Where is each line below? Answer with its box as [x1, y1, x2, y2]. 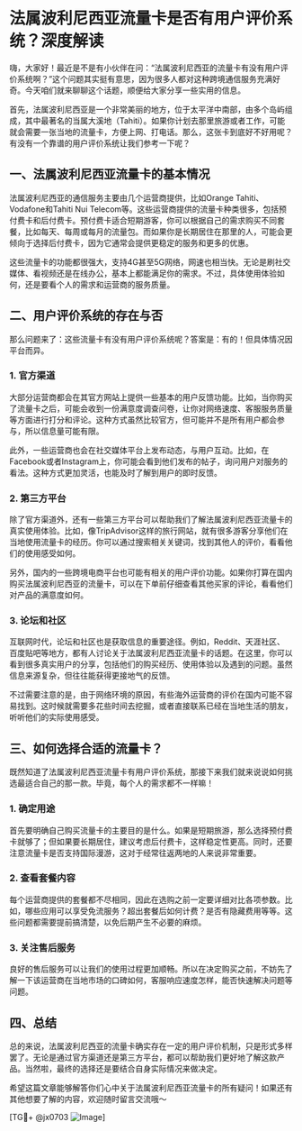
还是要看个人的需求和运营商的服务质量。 [24, 278, 175, 289]
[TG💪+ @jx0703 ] [9, 1111, 106, 1122]
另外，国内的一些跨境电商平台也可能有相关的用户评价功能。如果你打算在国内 [9, 567, 293, 578]
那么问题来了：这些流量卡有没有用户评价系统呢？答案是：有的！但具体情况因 [9, 333, 293, 344]
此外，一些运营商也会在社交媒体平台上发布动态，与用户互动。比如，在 [9, 444, 270, 455]
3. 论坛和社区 [9, 615, 67, 627]
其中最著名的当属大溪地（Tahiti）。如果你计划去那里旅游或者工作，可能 [24, 114, 286, 126]
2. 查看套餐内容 [9, 871, 76, 884]
